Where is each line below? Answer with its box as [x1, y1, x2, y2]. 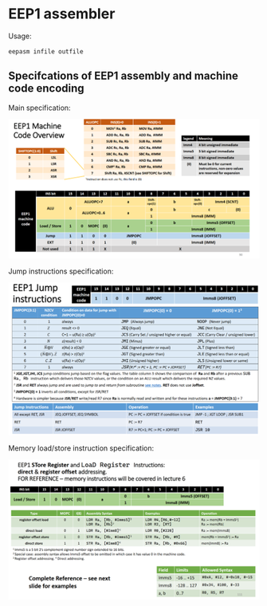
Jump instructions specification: [8, 266, 114, 276]
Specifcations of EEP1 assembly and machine [8, 69, 239, 83]
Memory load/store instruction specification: [8, 443, 155, 453]
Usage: [8, 31, 32, 41]
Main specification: [8, 103, 71, 112]
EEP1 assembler [8, 5, 116, 23]
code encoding [8, 81, 85, 96]
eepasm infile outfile [8, 47, 84, 56]
